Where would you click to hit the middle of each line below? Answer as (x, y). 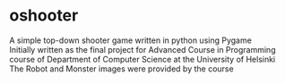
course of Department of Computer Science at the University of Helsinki (142, 59)
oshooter (44, 16)
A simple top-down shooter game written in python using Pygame (131, 40)
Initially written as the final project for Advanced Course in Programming (142, 49)
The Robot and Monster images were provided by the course (122, 69)
